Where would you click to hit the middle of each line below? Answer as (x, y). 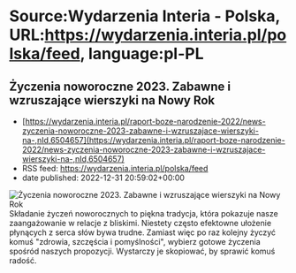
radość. (23, 261)
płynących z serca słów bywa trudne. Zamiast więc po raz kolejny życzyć (143, 232)
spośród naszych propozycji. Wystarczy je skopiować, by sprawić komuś (142, 251)
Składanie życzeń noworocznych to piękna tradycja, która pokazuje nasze (144, 213)
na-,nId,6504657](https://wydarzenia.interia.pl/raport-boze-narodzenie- (153, 140)
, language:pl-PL (142, 54)
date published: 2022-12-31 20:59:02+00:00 (103, 178)
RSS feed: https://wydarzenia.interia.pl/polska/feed (115, 168)
